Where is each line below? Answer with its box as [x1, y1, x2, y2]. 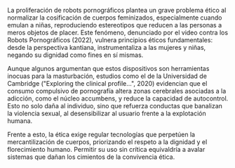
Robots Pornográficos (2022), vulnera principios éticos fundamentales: [7, 36, 213, 44]
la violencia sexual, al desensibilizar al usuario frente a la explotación [7, 109, 207, 117]
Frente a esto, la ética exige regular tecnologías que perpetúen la [7, 130, 195, 138]
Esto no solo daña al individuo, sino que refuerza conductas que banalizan [7, 102, 223, 110]
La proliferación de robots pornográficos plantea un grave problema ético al [7, 6, 227, 14]
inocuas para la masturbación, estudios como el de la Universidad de [7, 72, 207, 80]
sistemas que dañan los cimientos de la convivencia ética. [7, 153, 175, 161]
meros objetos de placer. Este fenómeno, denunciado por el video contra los [7, 28, 229, 37]
